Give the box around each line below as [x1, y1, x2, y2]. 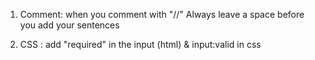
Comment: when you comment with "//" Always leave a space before [19, 9, 305, 20]
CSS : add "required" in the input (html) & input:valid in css [19, 39, 262, 50]
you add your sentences [19, 19, 120, 31]
